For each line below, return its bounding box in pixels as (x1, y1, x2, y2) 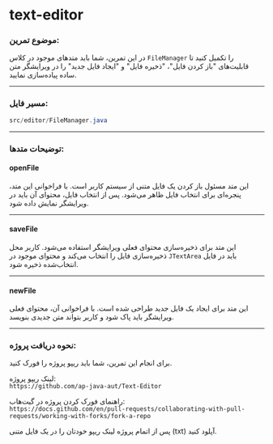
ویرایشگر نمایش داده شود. (9, 198, 89, 208)
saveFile (9, 224, 39, 234)
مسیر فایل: (9, 98, 49, 109)
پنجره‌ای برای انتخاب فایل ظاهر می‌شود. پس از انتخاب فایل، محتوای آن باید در (9, 189, 241, 199)
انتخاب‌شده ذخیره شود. (9, 259, 79, 269)
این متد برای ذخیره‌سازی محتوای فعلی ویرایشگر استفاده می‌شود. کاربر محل (9, 242, 237, 252)
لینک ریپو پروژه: (9, 374, 56, 383)
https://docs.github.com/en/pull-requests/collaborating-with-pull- (9, 405, 245, 413)
